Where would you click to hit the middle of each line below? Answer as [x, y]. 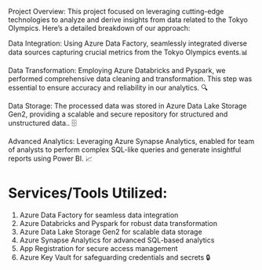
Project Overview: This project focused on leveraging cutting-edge [116, 11]
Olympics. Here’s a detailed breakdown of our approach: [99, 28]
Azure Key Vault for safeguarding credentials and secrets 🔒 [115, 257]
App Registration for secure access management [98, 248]
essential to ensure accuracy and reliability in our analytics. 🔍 [108, 87]
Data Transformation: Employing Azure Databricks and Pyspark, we [117, 70]
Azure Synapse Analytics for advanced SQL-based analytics [117, 240]
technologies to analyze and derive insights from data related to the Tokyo [128, 20]
